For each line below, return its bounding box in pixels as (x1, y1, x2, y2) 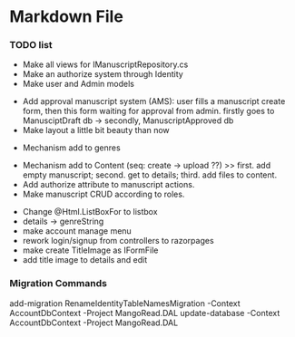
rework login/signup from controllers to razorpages (22, 236, 215, 246)
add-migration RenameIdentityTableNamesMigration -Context (9, 297, 241, 309)
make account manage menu (22, 226, 132, 236)
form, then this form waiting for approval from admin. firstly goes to (22, 106, 275, 117)
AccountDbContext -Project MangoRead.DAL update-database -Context (9, 307, 280, 318)
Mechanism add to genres (22, 142, 121, 153)
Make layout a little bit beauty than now (22, 125, 170, 136)
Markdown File (9, 6, 124, 27)
